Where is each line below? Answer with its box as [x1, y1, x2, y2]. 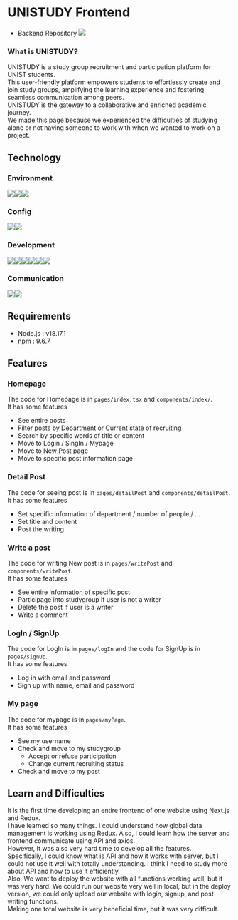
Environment [7, 173, 53, 183]
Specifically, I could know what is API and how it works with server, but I [7, 852, 219, 860]
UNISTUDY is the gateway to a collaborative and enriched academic [7, 101, 207, 109]
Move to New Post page [17, 446, 89, 455]
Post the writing [17, 525, 65, 533]
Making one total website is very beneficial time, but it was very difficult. [7, 905, 220, 914]
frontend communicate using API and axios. [7, 837, 136, 845]
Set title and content [17, 517, 77, 526]
